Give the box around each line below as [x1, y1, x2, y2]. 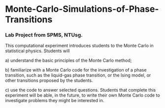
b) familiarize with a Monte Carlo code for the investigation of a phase [5, 67, 147, 73]
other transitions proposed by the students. [5, 77, 93, 83]
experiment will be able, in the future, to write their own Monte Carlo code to [5, 92, 160, 98]
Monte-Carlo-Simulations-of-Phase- [5, 3, 159, 15]
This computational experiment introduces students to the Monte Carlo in [5, 43, 154, 49]
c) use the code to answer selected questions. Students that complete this [5, 87, 156, 93]
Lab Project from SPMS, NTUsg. [5, 32, 83, 38]
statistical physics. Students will [5, 48, 70, 54]
